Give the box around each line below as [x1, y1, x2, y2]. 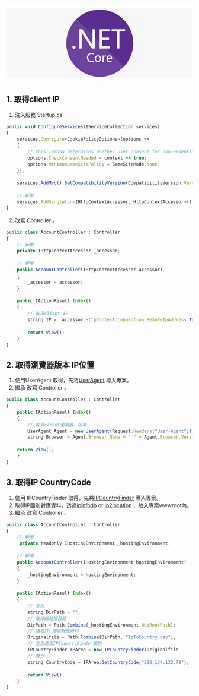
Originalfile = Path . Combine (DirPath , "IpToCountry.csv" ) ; [27, 634, 176, 640]
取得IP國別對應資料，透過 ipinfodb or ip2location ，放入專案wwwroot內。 [14, 501, 192, 509]
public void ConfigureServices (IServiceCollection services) [6, 124, 161, 129]
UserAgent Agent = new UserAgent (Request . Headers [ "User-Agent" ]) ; [27, 428, 195, 434]
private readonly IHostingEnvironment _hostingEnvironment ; [19, 540, 171, 546]
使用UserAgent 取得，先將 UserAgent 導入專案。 [14, 377, 132, 384]
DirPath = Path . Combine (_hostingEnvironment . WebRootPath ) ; [27, 622, 176, 628]
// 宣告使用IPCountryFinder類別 [27, 641, 102, 647]
